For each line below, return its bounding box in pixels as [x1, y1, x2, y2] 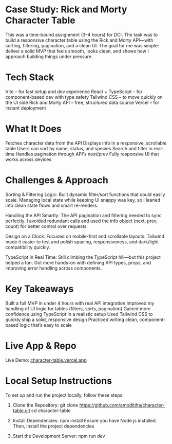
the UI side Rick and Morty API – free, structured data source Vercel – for [5, 99, 160, 105]
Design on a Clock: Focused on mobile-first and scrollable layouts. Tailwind [5, 233, 164, 239]
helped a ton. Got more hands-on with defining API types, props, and [5, 259, 151, 265]
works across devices [5, 156, 52, 163]
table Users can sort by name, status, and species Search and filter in [5, 145, 153, 151]
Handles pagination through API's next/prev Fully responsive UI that [15, 151, 159, 157]
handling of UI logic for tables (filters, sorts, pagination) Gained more [5, 305, 151, 312]
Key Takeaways [5, 283, 74, 294]
